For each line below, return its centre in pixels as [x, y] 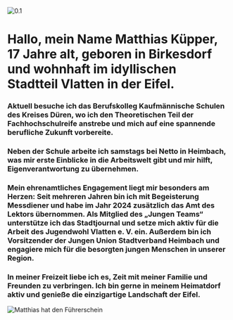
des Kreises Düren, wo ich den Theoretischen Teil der [101, 115]
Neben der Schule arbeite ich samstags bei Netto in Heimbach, [117, 151]
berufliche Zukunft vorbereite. [61, 132]
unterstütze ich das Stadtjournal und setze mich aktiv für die [113, 223]
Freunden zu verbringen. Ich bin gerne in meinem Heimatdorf [114, 286]
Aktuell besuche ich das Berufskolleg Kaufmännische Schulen [116, 106]
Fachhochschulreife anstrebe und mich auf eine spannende [112, 124]
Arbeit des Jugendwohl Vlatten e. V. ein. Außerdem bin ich [109, 231]
